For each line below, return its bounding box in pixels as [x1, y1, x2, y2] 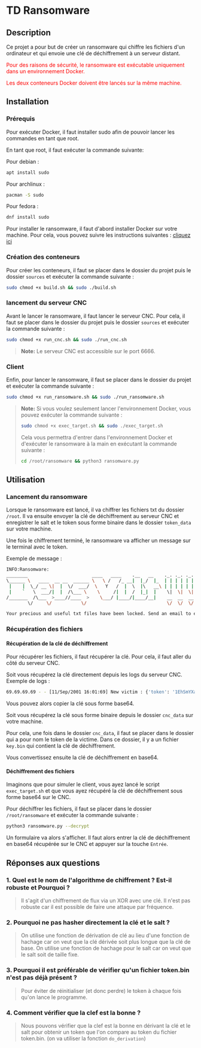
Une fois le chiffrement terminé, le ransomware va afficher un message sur [6, 537, 191, 544]
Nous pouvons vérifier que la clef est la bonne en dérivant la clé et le [20, 1022, 191, 1029]
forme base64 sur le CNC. [6, 794, 71, 801]
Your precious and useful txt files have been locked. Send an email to [6, 611, 191, 617]
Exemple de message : [6, 555, 62, 562]
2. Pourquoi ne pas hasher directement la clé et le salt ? [6, 918, 170, 926]
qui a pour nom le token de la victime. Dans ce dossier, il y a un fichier [6, 736, 179, 743]
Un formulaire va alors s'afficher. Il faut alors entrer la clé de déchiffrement [6, 834, 190, 841]
